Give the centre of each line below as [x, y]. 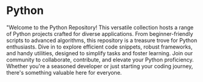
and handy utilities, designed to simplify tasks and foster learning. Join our [100, 53]
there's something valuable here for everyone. [64, 72]
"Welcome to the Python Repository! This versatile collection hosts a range [100, 27]
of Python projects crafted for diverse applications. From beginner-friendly [100, 33]
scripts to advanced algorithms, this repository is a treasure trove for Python [102, 40]
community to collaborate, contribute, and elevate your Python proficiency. [100, 60]
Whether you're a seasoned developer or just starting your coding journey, [100, 66]
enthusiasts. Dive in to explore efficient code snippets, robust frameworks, [99, 47]
